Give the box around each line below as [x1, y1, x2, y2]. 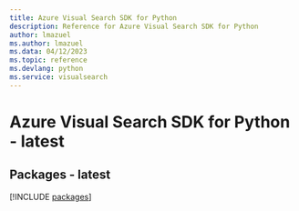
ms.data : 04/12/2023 [9, 47, 88, 56]
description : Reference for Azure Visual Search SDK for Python [9, 22, 259, 31]
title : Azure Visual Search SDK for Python [9, 13, 178, 23]
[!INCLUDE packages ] [9, 191, 92, 202]
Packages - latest [9, 167, 111, 183]
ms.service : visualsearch [9, 73, 108, 82]
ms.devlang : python [9, 65, 84, 74]
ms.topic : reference [9, 55, 88, 65]
